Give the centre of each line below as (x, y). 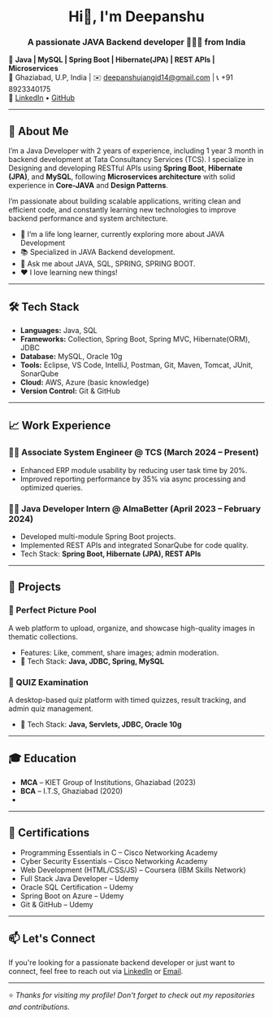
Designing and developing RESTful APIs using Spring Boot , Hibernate (126, 168)
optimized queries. (51, 487)
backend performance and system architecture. (88, 218)
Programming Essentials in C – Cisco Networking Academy (119, 852)
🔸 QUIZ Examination (49, 682)
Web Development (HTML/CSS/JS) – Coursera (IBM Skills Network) (133, 870)
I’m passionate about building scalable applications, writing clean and (125, 201)
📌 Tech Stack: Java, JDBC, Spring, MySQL (92, 661)
